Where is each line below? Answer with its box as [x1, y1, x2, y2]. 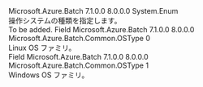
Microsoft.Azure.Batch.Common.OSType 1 [8, 60, 149, 70]
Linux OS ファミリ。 [8, 43, 76, 52]
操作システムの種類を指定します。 [8, 16, 122, 25]
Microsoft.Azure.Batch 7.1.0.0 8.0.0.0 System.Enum [8, 6, 179, 15]
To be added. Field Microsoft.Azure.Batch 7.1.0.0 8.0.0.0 [8, 25, 195, 34]
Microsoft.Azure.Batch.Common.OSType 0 [8, 34, 151, 43]
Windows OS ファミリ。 [8, 70, 89, 80]
